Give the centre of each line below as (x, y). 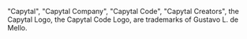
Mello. (18, 28)
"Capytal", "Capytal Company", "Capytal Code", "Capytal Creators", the (123, 11)
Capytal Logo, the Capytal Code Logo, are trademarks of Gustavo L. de (123, 19)
